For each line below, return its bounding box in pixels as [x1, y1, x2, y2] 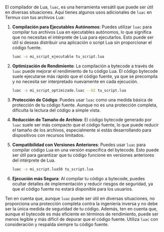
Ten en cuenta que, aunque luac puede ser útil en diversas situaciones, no [5, 195, 155, 201]
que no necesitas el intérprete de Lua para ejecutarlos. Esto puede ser [12, 34, 154, 40]
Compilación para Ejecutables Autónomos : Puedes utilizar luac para [12, 24, 152, 30]
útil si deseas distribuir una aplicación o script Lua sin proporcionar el [12, 40, 152, 45]
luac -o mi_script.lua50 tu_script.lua [12, 167, 94, 171]
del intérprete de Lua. [12, 157, 56, 163]
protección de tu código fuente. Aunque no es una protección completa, [12, 102, 158, 108]
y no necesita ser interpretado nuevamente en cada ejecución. [12, 78, 138, 84]
